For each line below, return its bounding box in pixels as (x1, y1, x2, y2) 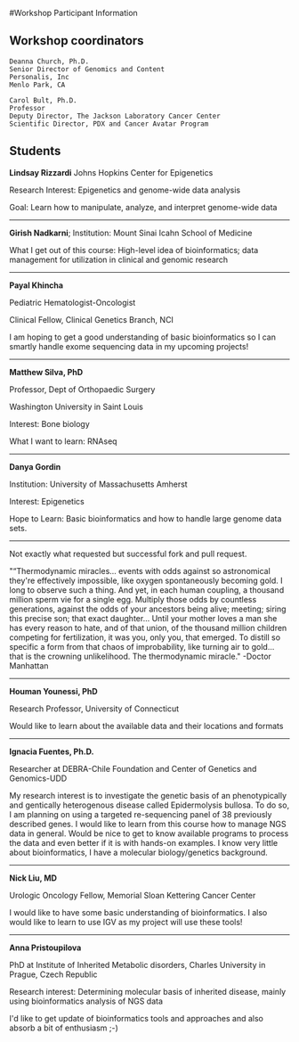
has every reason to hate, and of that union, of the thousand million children (9, 622, 287, 633)
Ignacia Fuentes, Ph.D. (9, 746, 94, 757)
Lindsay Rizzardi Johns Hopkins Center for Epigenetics (9, 167, 214, 177)
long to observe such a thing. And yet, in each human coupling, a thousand (9, 584, 285, 595)
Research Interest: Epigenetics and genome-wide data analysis (9, 185, 241, 195)
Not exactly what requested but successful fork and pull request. (9, 548, 247, 559)
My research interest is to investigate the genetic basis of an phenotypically (9, 790, 287, 800)
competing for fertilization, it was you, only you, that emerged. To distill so (9, 632, 281, 643)
